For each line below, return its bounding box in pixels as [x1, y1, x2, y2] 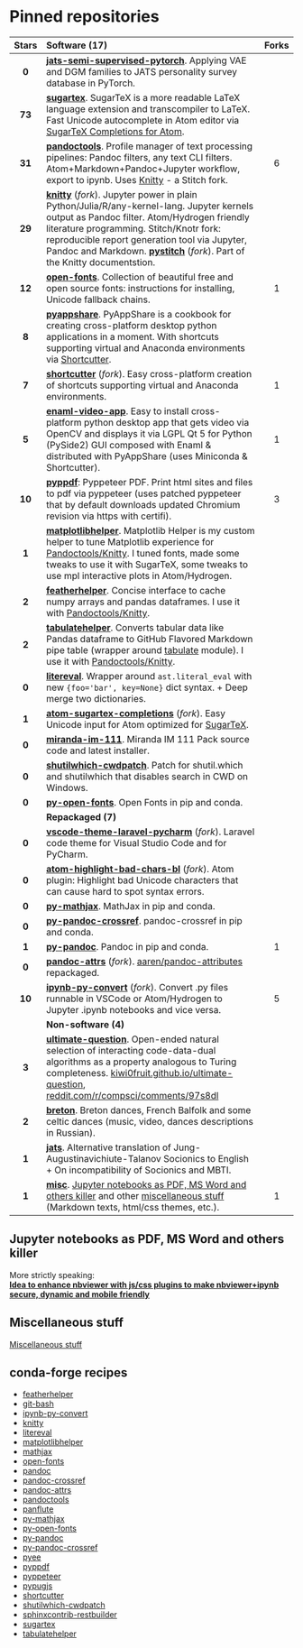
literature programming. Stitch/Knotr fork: [46, 222, 221, 235]
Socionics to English [163, 1152, 250, 1165]
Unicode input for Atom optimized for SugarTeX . [46, 718, 250, 731]
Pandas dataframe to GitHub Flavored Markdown [46, 632, 253, 645]
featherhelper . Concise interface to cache [46, 584, 226, 596]
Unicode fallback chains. [46, 293, 151, 306]
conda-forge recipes [9, 1365, 128, 1380]
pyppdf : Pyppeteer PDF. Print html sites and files [46, 475, 253, 488]
